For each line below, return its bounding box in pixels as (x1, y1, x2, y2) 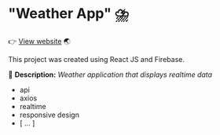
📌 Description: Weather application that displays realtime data (8, 70, 213, 79)
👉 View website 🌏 (8, 36, 71, 46)
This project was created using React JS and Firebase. (8, 54, 185, 64)
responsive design (19, 110, 80, 119)
